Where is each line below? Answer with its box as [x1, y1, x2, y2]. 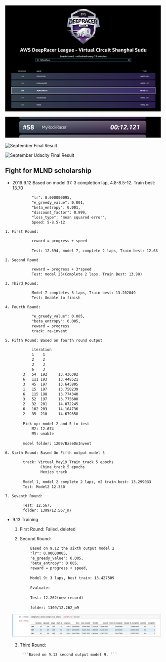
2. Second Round [5, 258, 39, 263]
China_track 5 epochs [40, 464, 85, 470]
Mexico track [40, 469, 68, 475]
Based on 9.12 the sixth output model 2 [30, 546, 115, 551]
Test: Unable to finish [31, 295, 81, 300]
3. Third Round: [5, 281, 39, 286]
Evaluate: [30, 585, 50, 590]
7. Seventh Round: [5, 493, 43, 498]
